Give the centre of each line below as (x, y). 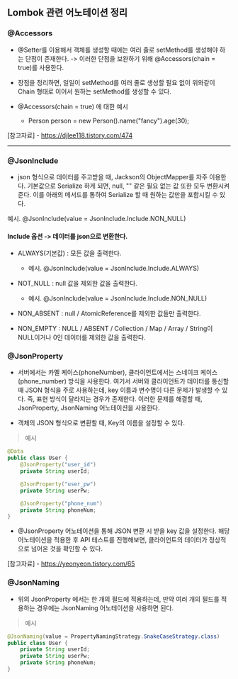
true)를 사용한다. (41, 67)
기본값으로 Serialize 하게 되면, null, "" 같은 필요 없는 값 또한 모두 (116, 186)
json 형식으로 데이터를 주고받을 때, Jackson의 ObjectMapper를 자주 (112, 176)
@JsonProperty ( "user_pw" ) (58, 484)
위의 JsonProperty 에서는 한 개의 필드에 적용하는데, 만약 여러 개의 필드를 (118, 599)
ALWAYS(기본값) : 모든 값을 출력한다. (69, 253)
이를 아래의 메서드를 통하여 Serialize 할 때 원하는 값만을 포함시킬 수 (125, 194)
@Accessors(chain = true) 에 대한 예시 (73, 106)
